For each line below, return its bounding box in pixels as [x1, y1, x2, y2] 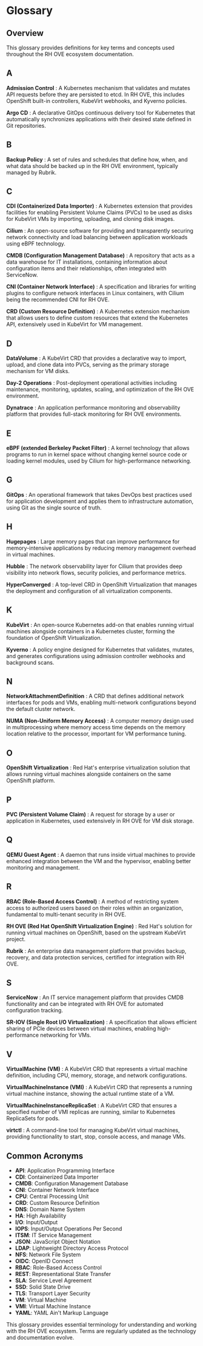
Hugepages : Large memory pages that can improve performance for [6, 538, 180, 545]
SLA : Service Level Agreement [15, 1277, 92, 1284]
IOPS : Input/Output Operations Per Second [15, 1225, 122, 1232]
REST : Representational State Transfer [15, 1271, 111, 1277]
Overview [6, 28, 44, 38]
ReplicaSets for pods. [6, 1115, 60, 1122]
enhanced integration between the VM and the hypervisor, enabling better [6, 857, 191, 864]
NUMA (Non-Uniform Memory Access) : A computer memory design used [6, 717, 194, 724]
